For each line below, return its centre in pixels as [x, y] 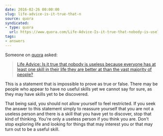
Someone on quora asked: [31, 55]
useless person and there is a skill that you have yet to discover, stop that [78, 114]
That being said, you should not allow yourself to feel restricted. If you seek [81, 103]
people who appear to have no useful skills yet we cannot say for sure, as [79, 89]
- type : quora [19, 28]
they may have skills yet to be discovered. [47, 94]
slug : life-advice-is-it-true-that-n [43, 14]
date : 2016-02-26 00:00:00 [32, 9]
